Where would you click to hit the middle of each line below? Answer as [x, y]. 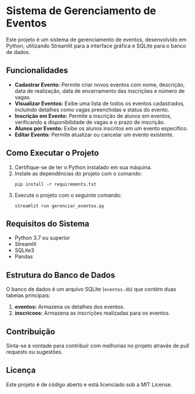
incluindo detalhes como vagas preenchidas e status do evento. [92, 109]
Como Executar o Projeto [53, 153]
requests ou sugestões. [35, 352]
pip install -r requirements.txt [56, 184]
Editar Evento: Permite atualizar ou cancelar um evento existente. [94, 134]
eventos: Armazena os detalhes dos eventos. [70, 307]
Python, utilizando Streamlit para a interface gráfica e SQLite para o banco [96, 46]
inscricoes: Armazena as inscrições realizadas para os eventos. [92, 313]
